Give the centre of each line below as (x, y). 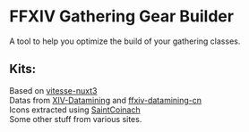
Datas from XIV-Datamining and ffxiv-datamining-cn (106, 100)
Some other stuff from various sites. (76, 119)
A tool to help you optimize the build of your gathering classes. (125, 41)
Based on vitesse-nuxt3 (53, 90)
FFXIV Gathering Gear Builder (122, 16)
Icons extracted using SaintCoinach (75, 110)
